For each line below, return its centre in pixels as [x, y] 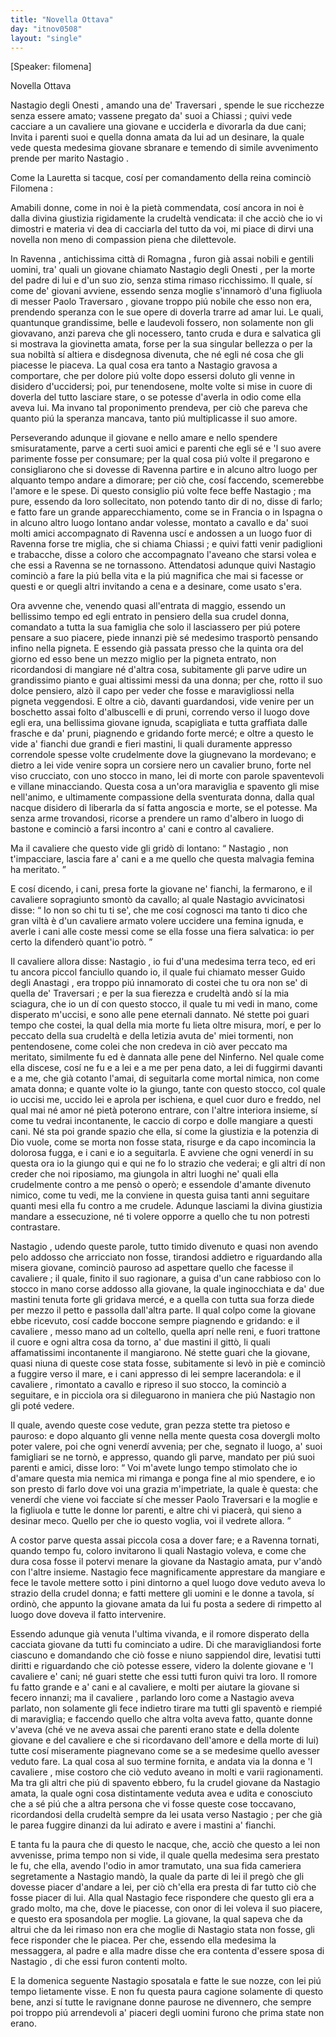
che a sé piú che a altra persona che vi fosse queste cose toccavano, [153, 1804]
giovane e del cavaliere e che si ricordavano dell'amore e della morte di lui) [165, 1740]
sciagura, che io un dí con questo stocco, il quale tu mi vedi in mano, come [164, 1004]
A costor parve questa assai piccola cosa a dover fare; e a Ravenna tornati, [165, 1540]
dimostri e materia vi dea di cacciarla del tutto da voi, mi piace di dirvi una [162, 229]
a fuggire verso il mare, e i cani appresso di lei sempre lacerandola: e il [156, 1374]
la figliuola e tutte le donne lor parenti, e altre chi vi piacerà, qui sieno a [156, 1510]
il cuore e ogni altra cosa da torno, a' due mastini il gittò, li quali [140, 1342]
